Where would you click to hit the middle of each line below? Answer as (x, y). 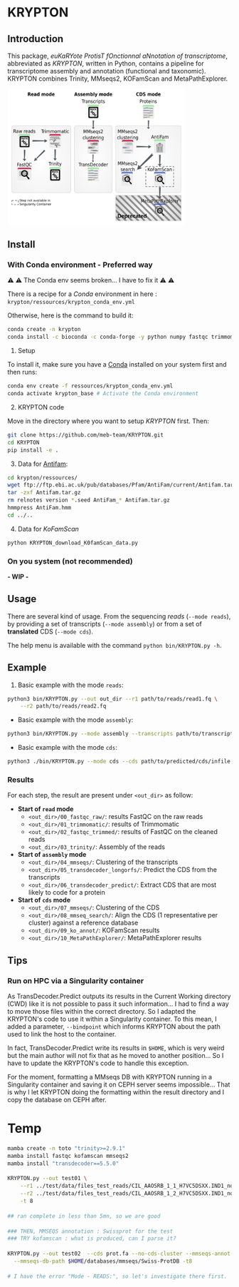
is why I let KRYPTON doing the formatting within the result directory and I (116, 1092)
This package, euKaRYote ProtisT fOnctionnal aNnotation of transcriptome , (117, 56)
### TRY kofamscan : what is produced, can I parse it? (92, 1238)
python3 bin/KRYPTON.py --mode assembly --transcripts (90, 734)
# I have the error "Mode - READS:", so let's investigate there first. (117, 1276)
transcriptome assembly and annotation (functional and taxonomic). (107, 71)
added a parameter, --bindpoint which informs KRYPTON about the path (114, 1027)
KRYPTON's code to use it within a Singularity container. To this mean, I (112, 1019)
